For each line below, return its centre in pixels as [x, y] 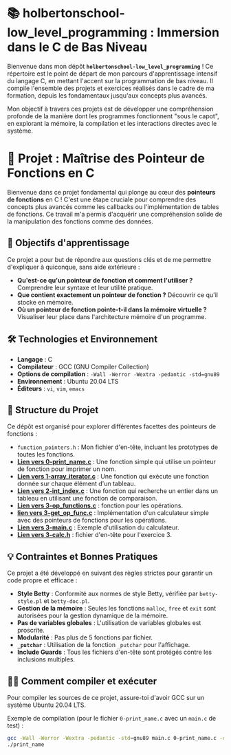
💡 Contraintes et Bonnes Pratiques [82, 557]
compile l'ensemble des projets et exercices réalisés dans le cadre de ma [111, 88]
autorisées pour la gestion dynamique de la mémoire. [92, 615]
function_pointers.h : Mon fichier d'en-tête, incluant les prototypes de [118, 447]
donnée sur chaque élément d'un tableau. [76, 484]
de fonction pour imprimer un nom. [67, 469]
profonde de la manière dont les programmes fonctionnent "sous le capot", [113, 116]
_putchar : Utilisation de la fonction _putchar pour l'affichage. [103, 645]
